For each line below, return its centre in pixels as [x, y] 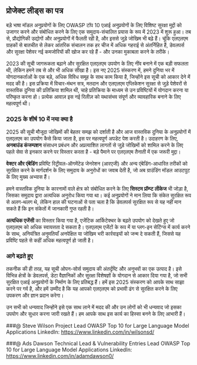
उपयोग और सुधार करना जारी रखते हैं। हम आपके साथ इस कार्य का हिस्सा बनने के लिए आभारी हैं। [96, 314]
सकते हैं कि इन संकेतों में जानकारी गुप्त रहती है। [50, 209]
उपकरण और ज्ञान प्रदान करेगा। [35, 295]
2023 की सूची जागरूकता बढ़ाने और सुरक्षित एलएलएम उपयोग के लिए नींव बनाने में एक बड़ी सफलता [97, 63]
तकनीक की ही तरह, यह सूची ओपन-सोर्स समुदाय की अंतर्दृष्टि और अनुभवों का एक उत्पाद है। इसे [94, 269]
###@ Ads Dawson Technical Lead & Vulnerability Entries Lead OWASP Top [98, 344]
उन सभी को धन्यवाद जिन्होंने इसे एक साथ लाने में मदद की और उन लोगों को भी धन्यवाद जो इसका [94, 307]
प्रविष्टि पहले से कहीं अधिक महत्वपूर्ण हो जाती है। [50, 240]
